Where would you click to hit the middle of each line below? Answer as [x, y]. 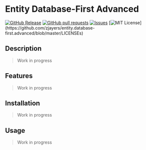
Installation [23, 103]
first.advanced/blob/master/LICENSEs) [44, 33]
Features [19, 76]
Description [23, 48]
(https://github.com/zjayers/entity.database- [50, 28]
